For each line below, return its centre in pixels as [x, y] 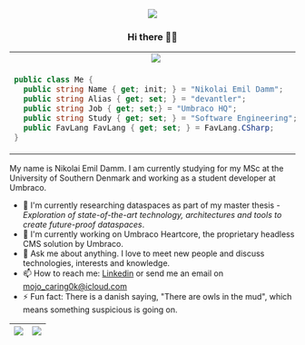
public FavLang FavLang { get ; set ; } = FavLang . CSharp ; [149, 128]
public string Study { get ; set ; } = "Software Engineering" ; [160, 118]
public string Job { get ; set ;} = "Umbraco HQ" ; [130, 108]
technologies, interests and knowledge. [96, 263]
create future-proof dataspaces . [84, 225]
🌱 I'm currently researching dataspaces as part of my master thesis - [151, 205]
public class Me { [54, 80]
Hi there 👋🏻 [152, 36]
